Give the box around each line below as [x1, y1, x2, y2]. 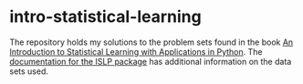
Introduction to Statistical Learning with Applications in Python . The [9, 46, 263, 57]
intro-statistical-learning [9, 6, 203, 27]
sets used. [9, 66, 48, 77]
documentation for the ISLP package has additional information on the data [9, 56, 292, 67]
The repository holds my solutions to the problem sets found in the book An [9, 37, 294, 47]
